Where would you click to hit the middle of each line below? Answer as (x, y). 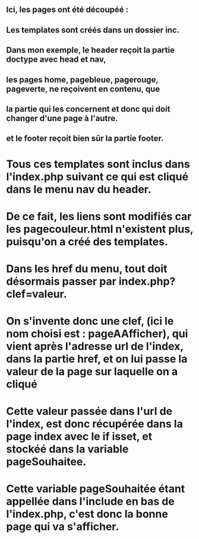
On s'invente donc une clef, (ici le (90, 321)
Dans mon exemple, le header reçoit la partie (91, 50)
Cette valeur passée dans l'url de (89, 411)
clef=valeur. (37, 294)
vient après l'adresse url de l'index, (95, 346)
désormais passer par (61, 281)
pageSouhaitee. (46, 462)
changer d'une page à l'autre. (62, 118)
